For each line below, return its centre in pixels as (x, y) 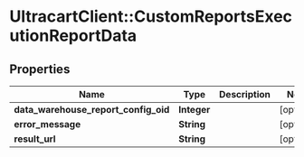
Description (245, 94)
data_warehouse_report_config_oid (92, 110)
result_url (35, 139)
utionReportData (73, 36)
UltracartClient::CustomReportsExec (151, 17)
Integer (194, 110)
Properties (40, 69)
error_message (47, 124)
